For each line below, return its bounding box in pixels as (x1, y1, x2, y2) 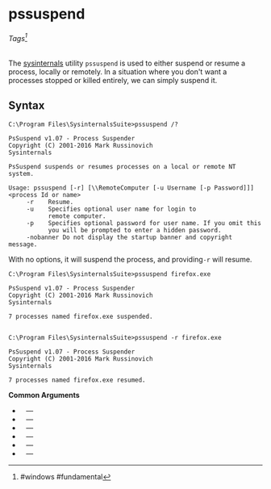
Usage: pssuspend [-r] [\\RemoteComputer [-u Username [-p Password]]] (8, 183, 254, 192)
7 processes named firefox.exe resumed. (8, 376, 147, 384)
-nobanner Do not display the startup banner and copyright (26, 233, 232, 241)
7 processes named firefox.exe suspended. (8, 312, 153, 320)
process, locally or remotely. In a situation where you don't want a (8, 67, 227, 77)
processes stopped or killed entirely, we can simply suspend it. (8, 76, 218, 86)
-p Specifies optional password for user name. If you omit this (26, 219, 262, 227)
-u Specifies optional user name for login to (26, 205, 197, 213)
